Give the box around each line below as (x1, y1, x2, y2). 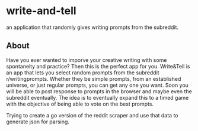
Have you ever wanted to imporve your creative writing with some (6, 56, 167, 63)
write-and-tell (6, 4, 76, 18)
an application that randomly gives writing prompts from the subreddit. (6, 24, 179, 31)
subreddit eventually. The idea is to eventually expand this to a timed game (6, 94, 189, 101)
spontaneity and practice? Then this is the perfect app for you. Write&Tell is (6, 63, 190, 70)
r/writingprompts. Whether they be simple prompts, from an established (6, 75, 181, 82)
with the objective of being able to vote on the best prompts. (6, 100, 154, 107)
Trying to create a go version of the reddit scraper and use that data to (6, 112, 178, 119)
